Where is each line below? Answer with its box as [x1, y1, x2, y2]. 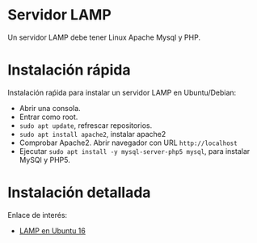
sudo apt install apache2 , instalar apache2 [19, 129, 166, 139]
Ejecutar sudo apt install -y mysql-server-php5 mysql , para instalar [19, 146, 251, 156]
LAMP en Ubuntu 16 [19, 225, 86, 236]
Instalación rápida [7, 61, 131, 79]
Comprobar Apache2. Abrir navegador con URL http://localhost [19, 138, 238, 147]
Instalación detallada [7, 184, 151, 202]
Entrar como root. [19, 112, 78, 122]
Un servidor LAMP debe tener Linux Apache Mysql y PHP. [7, 32, 201, 42]
